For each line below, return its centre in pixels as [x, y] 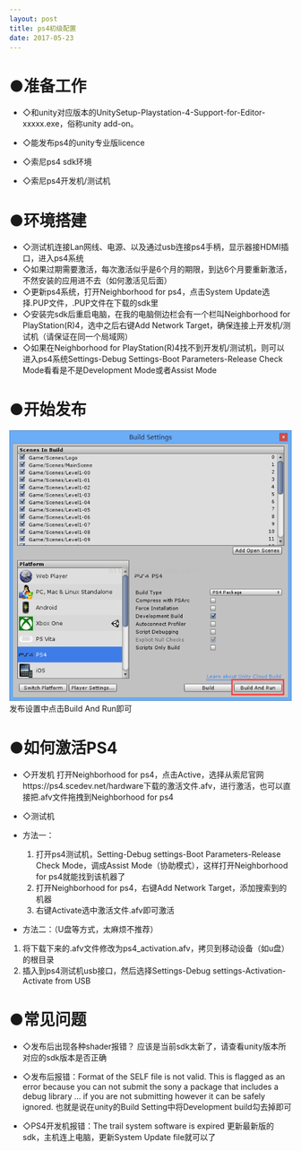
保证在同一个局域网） [93, 337]
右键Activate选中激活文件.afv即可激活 [105, 911]
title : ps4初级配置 [43, 28]
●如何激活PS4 [64, 748]
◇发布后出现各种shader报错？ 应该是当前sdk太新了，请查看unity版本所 [154, 1046]
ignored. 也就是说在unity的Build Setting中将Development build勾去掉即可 [157, 1106]
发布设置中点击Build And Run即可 [71, 709]
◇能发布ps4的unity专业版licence [83, 143]
